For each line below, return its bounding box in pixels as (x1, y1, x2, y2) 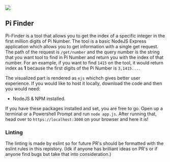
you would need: (5, 85, 41, 91)
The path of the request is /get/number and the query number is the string (5, 49, 160, 55)
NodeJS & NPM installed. (12, 95, 66, 102)
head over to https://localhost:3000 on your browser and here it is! (5, 116, 149, 122)
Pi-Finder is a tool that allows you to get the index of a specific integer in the (5, 33, 165, 39)
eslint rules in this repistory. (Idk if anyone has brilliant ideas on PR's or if (5, 146, 158, 152)
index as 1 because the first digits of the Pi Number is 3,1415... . (5, 65, 140, 71)
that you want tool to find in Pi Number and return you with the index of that (5, 54, 164, 60)
